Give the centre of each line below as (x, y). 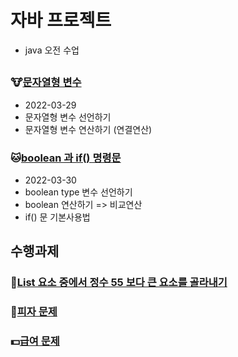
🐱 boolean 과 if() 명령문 (66, 158)
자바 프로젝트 (61, 20)
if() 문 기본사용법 (57, 217)
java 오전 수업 (52, 50)
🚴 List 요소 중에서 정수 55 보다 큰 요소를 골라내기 (119, 283)
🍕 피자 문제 (34, 312)
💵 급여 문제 (35, 341)
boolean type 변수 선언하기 (78, 192)
